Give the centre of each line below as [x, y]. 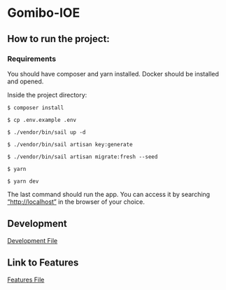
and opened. [26, 81]
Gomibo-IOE [44, 13]
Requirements [32, 59]
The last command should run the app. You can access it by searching [109, 194]
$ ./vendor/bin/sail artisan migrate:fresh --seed [83, 157]
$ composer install [36, 108]
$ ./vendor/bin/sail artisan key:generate [70, 144]
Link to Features [43, 263]
